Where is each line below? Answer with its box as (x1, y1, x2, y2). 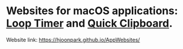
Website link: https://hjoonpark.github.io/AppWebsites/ (6, 36, 140, 43)
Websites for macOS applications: (6, 4, 178, 18)
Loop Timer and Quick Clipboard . (6, 17, 173, 30)
